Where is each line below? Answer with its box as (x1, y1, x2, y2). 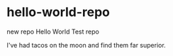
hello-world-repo (6, 4, 111, 20)
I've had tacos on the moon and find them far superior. (6, 41, 166, 49)
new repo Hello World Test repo (6, 27, 100, 36)
